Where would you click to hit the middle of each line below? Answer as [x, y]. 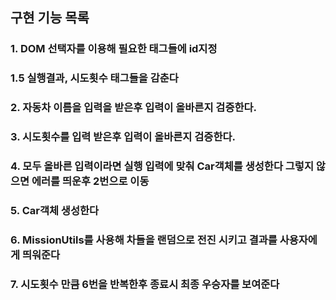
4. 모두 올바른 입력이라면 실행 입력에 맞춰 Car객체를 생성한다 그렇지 [162, 166]
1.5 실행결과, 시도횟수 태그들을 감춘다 [94, 78]
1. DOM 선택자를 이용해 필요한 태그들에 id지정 [114, 49]
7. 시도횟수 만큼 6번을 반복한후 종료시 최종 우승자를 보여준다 [145, 284]
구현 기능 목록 [50, 18]
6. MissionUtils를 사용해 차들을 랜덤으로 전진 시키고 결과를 [144, 240]
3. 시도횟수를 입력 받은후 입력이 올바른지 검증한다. [123, 137]
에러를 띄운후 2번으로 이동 [90, 181]
